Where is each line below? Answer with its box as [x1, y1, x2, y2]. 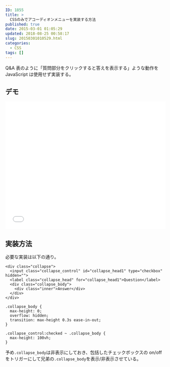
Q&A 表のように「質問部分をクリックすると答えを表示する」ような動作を [5, 65, 159, 71]
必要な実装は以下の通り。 [5, 254, 59, 260]
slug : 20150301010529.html [5, 36, 63, 41]
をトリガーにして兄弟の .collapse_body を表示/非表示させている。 [5, 356, 141, 362]
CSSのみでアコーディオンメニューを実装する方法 [10, 17, 96, 22]
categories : [5, 41, 31, 46]
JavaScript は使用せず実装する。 [5, 71, 74, 77]
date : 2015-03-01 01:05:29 [5, 27, 63, 32]
